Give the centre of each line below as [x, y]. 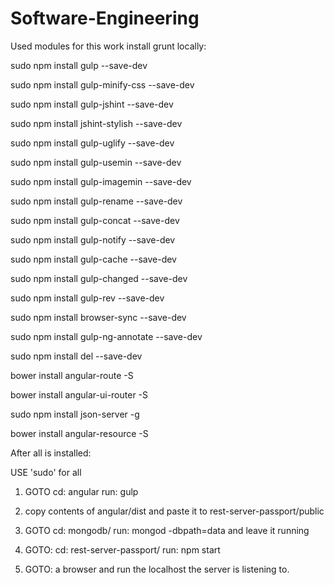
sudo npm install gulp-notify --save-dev [93, 239]
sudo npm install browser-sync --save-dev [98, 317]
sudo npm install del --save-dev [76, 356]
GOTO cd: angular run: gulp [81, 491]
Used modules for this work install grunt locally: [108, 46]
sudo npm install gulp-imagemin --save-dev [101, 181]
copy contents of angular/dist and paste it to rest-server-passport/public [174, 511]
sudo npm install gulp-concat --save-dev [95, 220]
